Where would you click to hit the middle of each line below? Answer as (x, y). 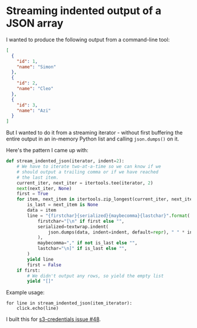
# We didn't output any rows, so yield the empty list (96, 276)
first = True (33, 194)
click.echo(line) (38, 309)
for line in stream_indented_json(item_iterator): (69, 303)
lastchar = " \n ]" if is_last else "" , (82, 249)
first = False (44, 265)
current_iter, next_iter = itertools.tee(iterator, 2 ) (85, 183)
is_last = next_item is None (63, 205)
